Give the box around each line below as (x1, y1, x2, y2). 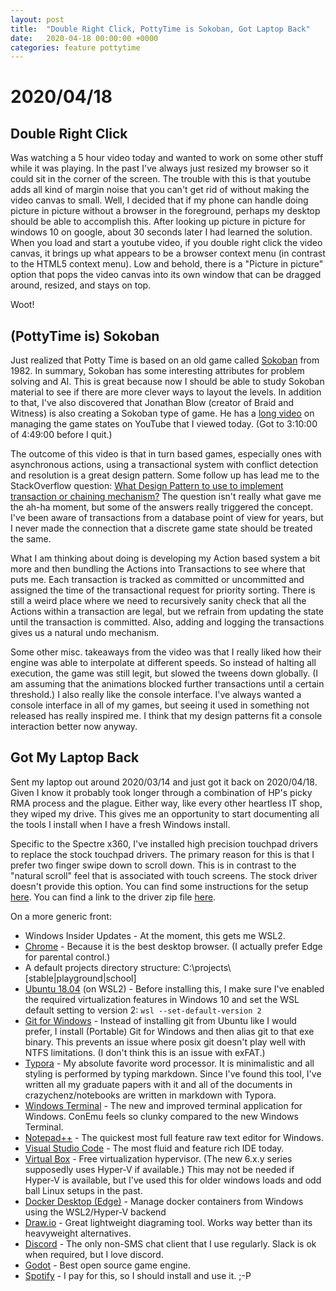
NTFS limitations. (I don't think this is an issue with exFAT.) (24, 1046, 266, 1058)
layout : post (10, 14, 65, 25)
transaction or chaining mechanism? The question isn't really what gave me (10, 491, 322, 503)
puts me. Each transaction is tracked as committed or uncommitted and (10, 574, 305, 586)
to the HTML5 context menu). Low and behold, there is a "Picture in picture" (10, 258, 324, 270)
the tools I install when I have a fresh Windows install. (10, 818, 231, 830)
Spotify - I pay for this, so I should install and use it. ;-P (24, 1269, 252, 1281)
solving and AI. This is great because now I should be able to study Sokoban (10, 376, 325, 388)
